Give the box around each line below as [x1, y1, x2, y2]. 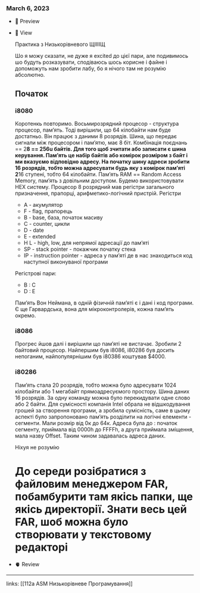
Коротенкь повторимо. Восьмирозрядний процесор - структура [14, 120, 179, 127]
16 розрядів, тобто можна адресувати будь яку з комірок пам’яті [14, 164, 186, 171]
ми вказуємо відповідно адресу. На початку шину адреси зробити [14, 158, 190, 165]
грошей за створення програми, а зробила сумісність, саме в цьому [14, 406, 190, 414]
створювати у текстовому [14, 527, 152, 541]
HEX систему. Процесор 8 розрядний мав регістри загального [14, 183, 174, 190]
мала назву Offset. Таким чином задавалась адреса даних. [14, 432, 165, 439]
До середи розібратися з [14, 464, 146, 478]
